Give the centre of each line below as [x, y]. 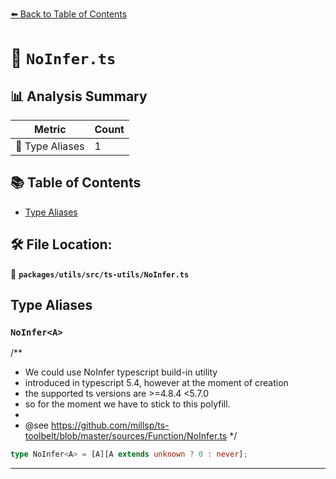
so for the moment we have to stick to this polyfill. [127, 404]
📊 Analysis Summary [79, 96]
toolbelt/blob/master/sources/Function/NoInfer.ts [126, 436]
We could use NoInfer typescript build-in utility [121, 372]
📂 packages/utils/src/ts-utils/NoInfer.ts [100, 274]
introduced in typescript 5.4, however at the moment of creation [156, 383]
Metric [50, 129]
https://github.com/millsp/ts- [110, 425]
